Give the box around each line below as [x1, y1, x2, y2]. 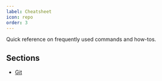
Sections [6, 53, 40, 63]
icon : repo [6, 14, 33, 20]
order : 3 [6, 20, 28, 25]
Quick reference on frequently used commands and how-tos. [6, 36, 157, 43]
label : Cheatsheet [6, 8, 52, 15]
